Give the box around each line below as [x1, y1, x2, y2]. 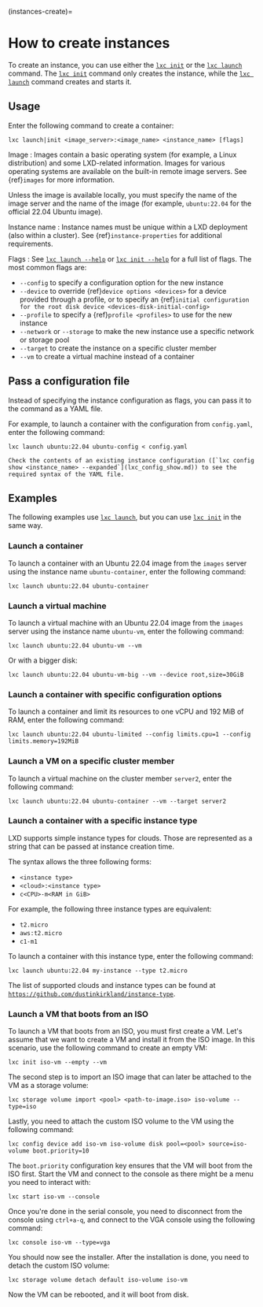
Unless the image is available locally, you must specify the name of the [8, 190, 237, 199]
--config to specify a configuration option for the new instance [19, 277, 224, 287]
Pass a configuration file [8, 374, 130, 388]
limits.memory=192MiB [8, 737, 79, 745]
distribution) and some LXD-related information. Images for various [8, 158, 225, 168]
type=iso [8, 1103, 37, 1111]
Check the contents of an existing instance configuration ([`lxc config [8, 456, 255, 464]
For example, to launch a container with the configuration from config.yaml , [8, 419, 253, 429]
